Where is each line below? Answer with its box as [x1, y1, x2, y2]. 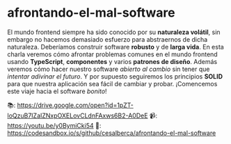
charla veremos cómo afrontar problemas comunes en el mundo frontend [7, 50, 218, 58]
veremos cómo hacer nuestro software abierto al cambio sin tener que [7, 65, 210, 73]
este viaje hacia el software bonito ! [7, 87, 107, 95]
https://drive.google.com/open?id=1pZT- [17, 101, 134, 109]
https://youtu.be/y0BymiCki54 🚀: [7, 121, 102, 129]
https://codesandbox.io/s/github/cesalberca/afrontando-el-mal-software [7, 129, 216, 137]
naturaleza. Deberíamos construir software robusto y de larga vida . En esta [7, 42, 224, 51]
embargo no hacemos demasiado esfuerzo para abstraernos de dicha [7, 35, 208, 43]
